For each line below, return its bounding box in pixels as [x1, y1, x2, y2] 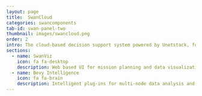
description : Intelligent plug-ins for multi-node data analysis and [17, 81, 195, 87]
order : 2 [6, 36, 28, 42]
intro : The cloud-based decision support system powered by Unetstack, [6, 42, 189, 48]
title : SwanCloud [6, 14, 52, 20]
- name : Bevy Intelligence [11, 70, 79, 76]
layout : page [6, 8, 39, 15]
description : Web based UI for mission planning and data [17, 64, 165, 70]
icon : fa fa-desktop [17, 58, 69, 64]
